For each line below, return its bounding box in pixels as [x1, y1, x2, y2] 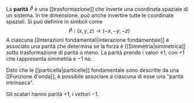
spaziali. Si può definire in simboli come [6, 18, 103, 25]
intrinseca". [6, 79, 34, 86]
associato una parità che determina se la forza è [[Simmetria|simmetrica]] [6, 43, 186, 49]
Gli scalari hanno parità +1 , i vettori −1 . [6, 91, 99, 97]
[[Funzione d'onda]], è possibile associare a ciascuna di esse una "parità [6, 73, 183, 79]
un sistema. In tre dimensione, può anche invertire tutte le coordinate [6, 12, 174, 19]
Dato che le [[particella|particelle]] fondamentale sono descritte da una [6, 67, 179, 74]
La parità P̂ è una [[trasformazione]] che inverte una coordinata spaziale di [6, 6, 188, 12]
